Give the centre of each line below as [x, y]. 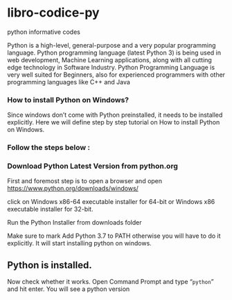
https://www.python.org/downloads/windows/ [73, 189]
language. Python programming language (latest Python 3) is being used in [114, 53]
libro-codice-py [53, 13]
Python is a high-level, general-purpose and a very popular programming [111, 45]
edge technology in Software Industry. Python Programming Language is [111, 67]
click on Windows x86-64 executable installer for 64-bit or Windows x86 [111, 202]
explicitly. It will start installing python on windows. [80, 243]
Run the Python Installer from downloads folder [74, 223]
